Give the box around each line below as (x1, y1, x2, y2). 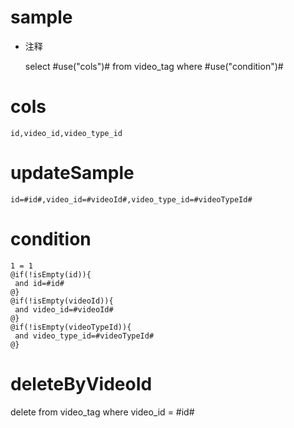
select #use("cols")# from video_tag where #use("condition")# (24, 60, 284, 72)
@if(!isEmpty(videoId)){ (10, 296, 114, 306)
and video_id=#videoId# (14, 304, 114, 315)
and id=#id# (14, 278, 65, 288)
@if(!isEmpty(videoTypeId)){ (10, 322, 132, 332)
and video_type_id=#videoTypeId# (14, 331, 155, 341)
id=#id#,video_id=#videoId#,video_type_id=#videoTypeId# (10, 194, 253, 205)
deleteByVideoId (10, 372, 153, 395)
